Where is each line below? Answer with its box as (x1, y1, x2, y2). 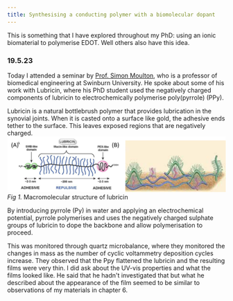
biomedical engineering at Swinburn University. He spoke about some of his (7, 78, 225, 86)
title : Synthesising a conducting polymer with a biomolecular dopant (7, 11, 216, 18)
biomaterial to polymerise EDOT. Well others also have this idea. (7, 38, 190, 46)
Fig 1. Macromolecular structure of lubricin (7, 193, 128, 201)
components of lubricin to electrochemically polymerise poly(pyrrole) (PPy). (7, 93, 224, 102)
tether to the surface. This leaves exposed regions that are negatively (7, 121, 206, 129)
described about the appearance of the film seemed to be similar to (7, 279, 200, 287)
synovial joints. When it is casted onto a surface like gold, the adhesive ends (7, 114, 225, 122)
